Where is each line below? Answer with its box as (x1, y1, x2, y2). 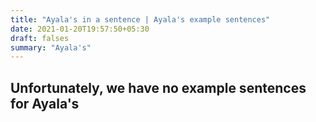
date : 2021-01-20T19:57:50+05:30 (10, 24, 150, 34)
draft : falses (10, 33, 70, 43)
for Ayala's (10, 95, 80, 112)
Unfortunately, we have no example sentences (10, 79, 307, 96)
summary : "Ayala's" (10, 42, 92, 53)
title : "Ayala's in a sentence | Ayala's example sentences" (10, 14, 271, 25)
